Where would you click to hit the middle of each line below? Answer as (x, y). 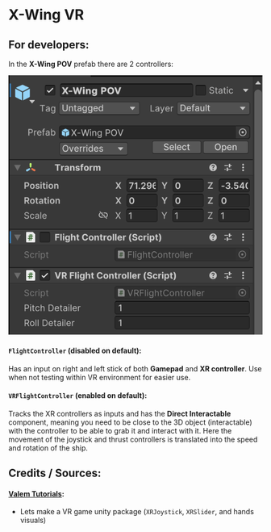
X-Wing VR (46, 15)
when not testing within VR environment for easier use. (100, 377)
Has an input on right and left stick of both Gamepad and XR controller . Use (135, 368)
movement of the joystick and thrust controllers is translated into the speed (133, 439)
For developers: (49, 45)
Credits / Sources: (55, 473)
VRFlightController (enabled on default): (78, 396)
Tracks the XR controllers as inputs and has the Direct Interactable (120, 413)
